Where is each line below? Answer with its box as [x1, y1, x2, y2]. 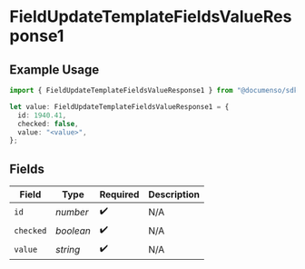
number [55, 205, 89, 218]
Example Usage [9, 62, 100, 77]
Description [148, 188, 201, 201]
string [55, 243, 81, 255]
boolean [55, 224, 91, 237]
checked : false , [17, 119, 79, 128]
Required [99, 188, 140, 201]
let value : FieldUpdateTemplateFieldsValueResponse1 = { [9, 102, 230, 111]
